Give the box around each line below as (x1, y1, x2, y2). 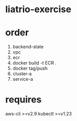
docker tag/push (12, 65, 48, 72)
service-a (12, 76, 33, 82)
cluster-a (12, 71, 32, 77)
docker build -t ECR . (12, 60, 57, 66)
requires (5, 94, 42, 105)
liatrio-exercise (5, 4, 71, 15)
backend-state (12, 44, 44, 50)
